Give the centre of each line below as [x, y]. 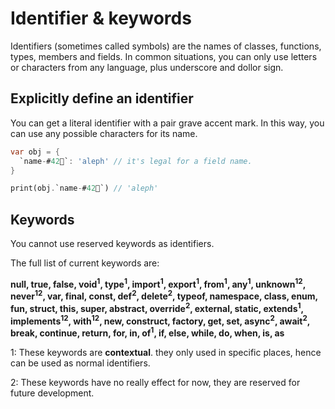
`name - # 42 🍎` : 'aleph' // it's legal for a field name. [136, 161]
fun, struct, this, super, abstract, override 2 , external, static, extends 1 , [157, 308]
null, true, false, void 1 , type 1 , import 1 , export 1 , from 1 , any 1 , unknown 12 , [158, 283]
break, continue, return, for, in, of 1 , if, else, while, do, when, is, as [147, 332]
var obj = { [35, 152]
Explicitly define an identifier [102, 98]
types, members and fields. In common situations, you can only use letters [164, 56]
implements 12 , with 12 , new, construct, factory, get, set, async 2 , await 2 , [160, 320]
